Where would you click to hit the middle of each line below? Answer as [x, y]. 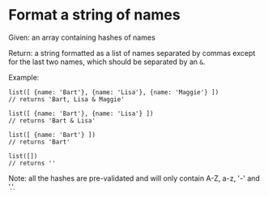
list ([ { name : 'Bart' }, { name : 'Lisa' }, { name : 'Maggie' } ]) [114, 92]
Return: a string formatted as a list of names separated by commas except [132, 53]
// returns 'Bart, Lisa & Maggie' [67, 99]
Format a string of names [94, 15]
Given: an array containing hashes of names [82, 37]
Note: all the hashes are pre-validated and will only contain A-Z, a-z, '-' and [134, 178]
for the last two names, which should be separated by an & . [107, 62]
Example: [24, 77]
